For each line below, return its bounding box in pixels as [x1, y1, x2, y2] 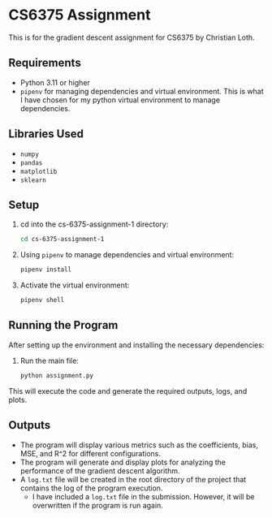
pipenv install [19, 265, 72, 274]
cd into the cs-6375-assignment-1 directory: [19, 219, 169, 229]
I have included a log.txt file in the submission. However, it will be [32, 491, 255, 501]
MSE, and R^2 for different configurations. [19, 448, 161, 458]
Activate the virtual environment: [19, 280, 130, 290]
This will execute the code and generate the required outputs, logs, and [8, 386, 248, 395]
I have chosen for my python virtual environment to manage [19, 95, 221, 105]
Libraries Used [8, 127, 84, 141]
